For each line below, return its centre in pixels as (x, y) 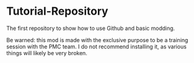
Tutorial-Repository (57, 11)
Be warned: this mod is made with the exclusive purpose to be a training (97, 40)
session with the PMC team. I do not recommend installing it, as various (96, 46)
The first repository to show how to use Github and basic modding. (91, 28)
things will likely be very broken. (47, 53)
